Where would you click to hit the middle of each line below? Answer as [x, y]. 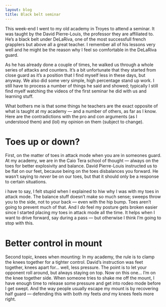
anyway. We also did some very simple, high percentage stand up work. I [80, 80]
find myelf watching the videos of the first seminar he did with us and [76, 91]
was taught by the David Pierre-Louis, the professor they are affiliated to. [80, 34]
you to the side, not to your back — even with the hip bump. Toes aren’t [78, 202]
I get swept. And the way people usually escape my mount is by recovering [82, 289]
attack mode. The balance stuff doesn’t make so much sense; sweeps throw [83, 197]
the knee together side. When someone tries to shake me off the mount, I [80, 278]
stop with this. [20, 223]
